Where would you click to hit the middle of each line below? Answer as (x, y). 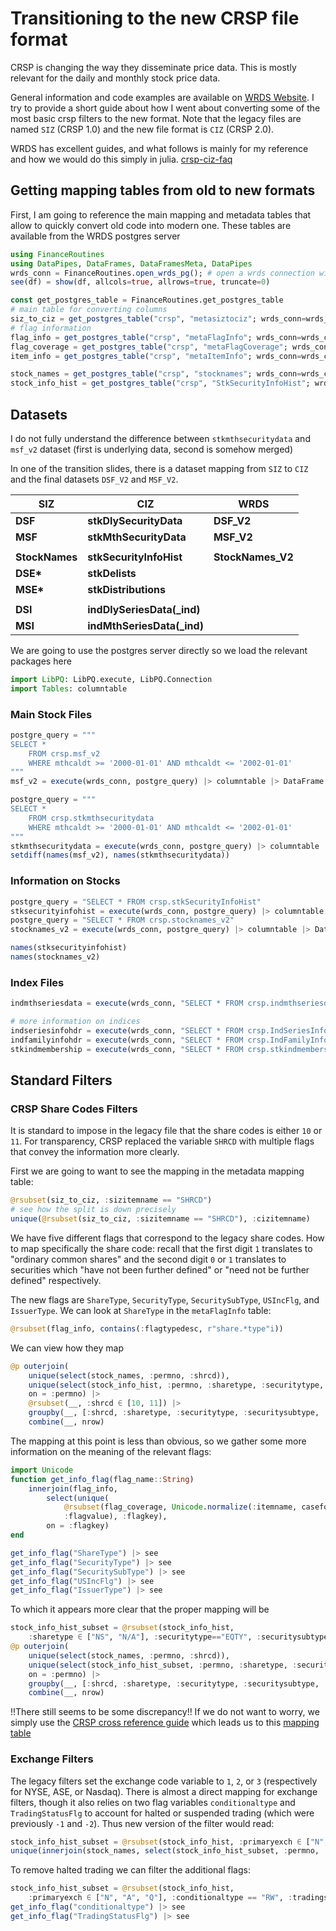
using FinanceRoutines (57, 254)
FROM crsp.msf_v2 (64, 753)
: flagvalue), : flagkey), (115, 1517)
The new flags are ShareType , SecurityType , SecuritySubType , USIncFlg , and (165, 1299)
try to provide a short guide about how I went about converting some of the (165, 108)
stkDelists (112, 573)
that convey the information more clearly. (95, 1152)
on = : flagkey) (78, 1526)
